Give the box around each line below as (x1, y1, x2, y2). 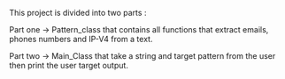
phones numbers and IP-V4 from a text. (9, 34, 153, 44)
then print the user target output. (9, 61, 128, 70)
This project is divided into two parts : (9, 8, 147, 18)
